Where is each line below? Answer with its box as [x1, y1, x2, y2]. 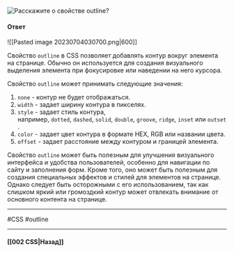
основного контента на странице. [7, 195, 107, 204]
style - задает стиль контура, [17, 108, 106, 116]
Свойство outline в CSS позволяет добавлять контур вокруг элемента [7, 51, 219, 60]
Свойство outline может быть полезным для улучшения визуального [7, 151, 214, 159]
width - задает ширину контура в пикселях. [17, 101, 146, 109]
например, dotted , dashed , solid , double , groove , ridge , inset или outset [17, 115, 227, 124]
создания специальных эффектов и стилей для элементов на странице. [7, 173, 221, 181]
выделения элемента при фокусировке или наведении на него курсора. [7, 66, 223, 74]
